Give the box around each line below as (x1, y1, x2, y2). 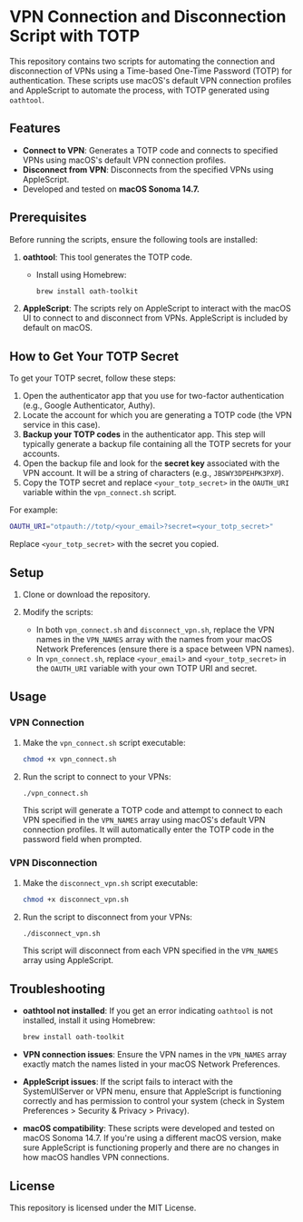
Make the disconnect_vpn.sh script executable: (22, 877, 198, 888)
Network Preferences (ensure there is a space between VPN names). (35, 643, 295, 654)
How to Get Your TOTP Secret (9, 348, 180, 364)
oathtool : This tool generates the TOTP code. (22, 252, 193, 263)
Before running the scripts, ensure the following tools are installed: (9, 233, 259, 244)
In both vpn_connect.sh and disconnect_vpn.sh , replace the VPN (35, 624, 275, 635)
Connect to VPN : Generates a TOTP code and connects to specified (22, 144, 279, 155)
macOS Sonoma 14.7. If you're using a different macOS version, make (22, 1133, 282, 1144)
